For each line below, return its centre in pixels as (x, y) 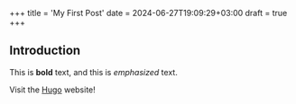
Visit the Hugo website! (53, 90)
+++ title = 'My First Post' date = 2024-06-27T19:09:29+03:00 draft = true (148, 13)
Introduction (45, 51)
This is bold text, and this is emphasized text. (93, 72)
